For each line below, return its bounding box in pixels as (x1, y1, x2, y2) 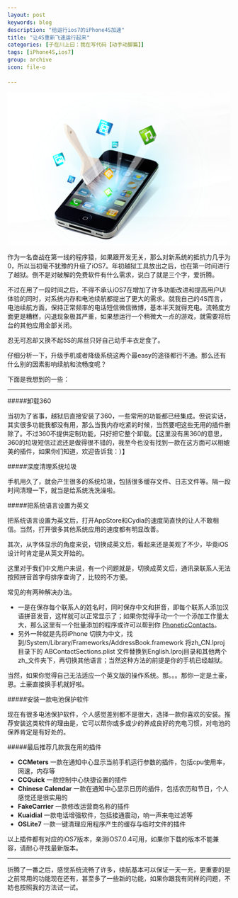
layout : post (7, 11, 46, 18)
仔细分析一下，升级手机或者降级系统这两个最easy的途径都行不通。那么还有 (7, 351, 227, 359)
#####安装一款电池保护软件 (7, 695, 90, 703)
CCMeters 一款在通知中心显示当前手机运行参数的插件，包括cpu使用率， (17, 758, 229, 766)
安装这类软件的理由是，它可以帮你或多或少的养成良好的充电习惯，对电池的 (13, 719, 231, 727)
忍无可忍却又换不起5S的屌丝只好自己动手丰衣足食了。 (7, 336, 164, 344)
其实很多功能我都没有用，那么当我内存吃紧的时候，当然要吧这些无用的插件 (7, 420, 225, 428)
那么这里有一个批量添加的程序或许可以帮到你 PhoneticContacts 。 (30, 620, 221, 629)
